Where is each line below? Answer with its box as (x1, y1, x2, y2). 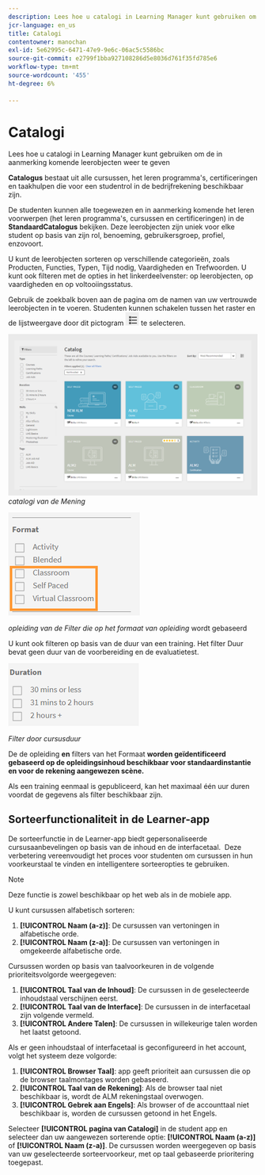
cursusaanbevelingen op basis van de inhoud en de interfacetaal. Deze (8, 842, 242, 852)
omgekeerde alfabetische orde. (19, 946, 123, 955)
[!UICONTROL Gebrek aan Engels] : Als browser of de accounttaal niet (19, 1100, 249, 1109)
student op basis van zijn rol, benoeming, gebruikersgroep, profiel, (8, 231, 225, 240)
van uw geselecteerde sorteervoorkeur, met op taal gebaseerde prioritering (8, 1149, 255, 1158)
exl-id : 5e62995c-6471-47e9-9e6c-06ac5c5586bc (8, 46, 165, 55)
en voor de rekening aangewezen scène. (8, 766, 145, 775)
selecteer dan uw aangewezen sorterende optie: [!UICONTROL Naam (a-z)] (8, 1132, 256, 1142)
